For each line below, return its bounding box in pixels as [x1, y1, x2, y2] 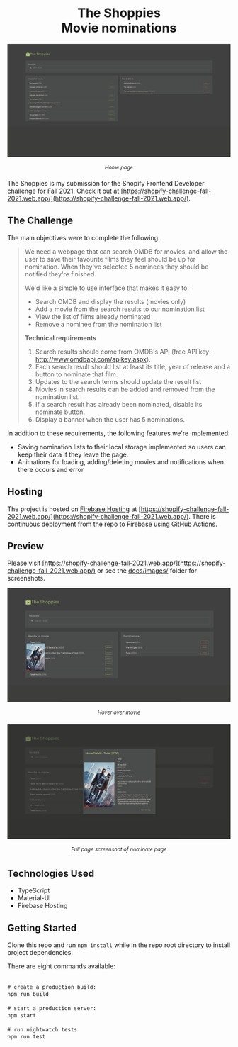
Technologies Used [7, 867, 94, 880]
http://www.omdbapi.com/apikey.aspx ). [35, 354, 151, 363]
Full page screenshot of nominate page [71, 846, 167, 853]
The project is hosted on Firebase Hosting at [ [7, 505, 142, 513]
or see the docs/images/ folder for [96, 566, 198, 575]
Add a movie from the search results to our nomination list [35, 305, 205, 313]
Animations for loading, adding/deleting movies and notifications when [17, 457, 225, 466]
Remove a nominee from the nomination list [35, 320, 162, 328]
